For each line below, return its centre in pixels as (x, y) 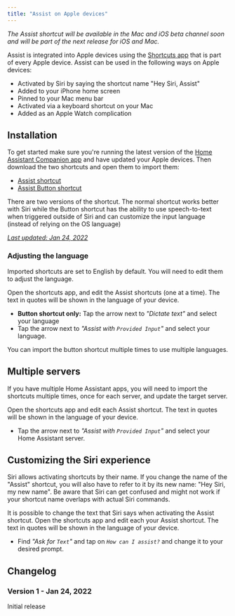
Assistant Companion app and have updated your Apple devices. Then (109, 159)
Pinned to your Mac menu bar (60, 98)
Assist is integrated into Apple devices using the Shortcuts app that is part (114, 55)
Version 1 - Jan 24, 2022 (50, 591)
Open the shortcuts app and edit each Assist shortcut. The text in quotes (112, 409)
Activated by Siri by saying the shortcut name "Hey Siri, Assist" (108, 83)
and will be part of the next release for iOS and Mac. (83, 41)
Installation (32, 135)
